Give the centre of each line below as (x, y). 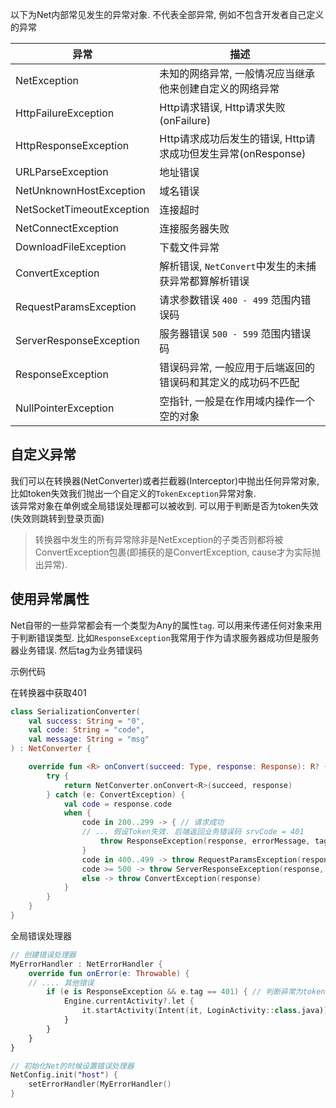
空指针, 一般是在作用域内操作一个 (237, 401)
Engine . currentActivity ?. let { (129, 1001)
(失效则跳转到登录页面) (57, 518)
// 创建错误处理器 (43, 954)
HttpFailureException (65, 113)
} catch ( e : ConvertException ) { (116, 794)
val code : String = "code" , (86, 730)
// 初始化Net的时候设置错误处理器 (72, 1066)
